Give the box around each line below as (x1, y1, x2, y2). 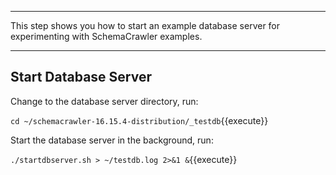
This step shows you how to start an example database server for (10, 20, 281, 31)
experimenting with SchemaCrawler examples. (10, 31, 203, 42)
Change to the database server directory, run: (10, 95, 199, 107)
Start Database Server (10, 69, 152, 86)
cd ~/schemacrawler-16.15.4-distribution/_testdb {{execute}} (10, 114, 269, 126)
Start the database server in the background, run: (10, 134, 214, 146)
